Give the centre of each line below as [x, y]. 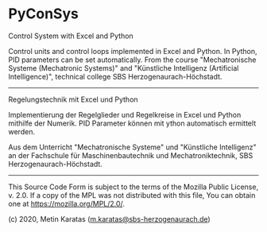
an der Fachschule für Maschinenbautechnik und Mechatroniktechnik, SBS [131, 155]
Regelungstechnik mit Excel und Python [73, 99]
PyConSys [44, 14]
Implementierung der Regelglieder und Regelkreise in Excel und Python [125, 114]
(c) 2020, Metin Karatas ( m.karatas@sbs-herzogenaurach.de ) [109, 218]
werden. [22, 131]
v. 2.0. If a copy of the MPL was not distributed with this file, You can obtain [132, 195]
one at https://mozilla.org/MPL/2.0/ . [67, 203]
